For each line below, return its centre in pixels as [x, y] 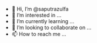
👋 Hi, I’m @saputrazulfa [40, 9]
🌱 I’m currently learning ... [43, 21]
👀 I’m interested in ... [36, 15]
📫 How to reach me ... [39, 34]
